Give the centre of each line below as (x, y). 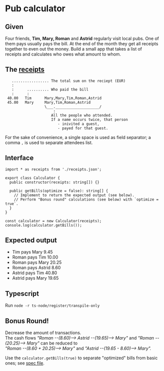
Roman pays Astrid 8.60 (36, 268)
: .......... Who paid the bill (50, 89)
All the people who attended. (82, 115)
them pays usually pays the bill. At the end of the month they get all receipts (82, 44)
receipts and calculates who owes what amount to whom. (63, 54)
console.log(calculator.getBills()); (44, 225)
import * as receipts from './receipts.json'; (53, 169)
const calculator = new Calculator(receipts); (53, 221)
